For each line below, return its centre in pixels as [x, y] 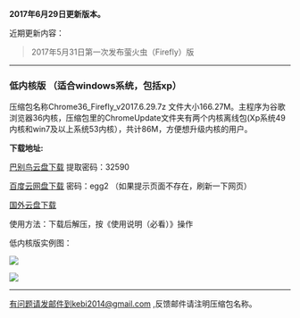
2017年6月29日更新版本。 [57, 14]
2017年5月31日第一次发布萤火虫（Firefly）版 [112, 52]
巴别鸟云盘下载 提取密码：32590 [69, 167]
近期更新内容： [37, 33]
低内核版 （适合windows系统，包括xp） [96, 86]
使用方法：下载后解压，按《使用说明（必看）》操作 [101, 224]
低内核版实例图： [41, 243]
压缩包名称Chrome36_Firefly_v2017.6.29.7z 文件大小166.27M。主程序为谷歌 [147, 107]
